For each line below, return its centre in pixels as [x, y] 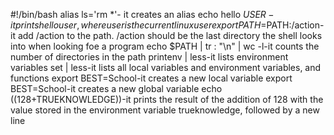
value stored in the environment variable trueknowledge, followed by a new [165, 110]
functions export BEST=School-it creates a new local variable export [151, 78]
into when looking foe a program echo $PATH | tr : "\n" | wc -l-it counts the [165, 46]
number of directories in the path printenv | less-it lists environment [149, 57]
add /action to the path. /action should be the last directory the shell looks [170, 35]
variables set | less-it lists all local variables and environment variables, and [166, 67]
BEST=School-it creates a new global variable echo [116, 88]
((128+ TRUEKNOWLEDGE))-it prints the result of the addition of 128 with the [167, 99]
